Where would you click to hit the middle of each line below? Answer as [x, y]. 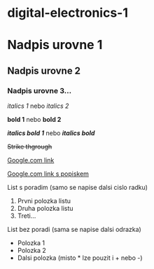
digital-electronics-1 [68, 13]
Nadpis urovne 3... [40, 90]
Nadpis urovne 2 [44, 70]
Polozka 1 [31, 243]
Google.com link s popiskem [48, 174]
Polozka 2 [32, 251]
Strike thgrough [30, 147]
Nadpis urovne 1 [55, 45]
